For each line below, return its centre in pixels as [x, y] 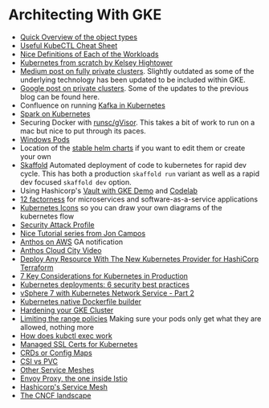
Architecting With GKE [85, 15]
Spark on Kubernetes [55, 113]
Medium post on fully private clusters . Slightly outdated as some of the [137, 71]
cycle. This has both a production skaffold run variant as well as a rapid [140, 173]
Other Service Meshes [57, 369]
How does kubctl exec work [66, 336]
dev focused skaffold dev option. [76, 182]
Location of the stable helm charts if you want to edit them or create [132, 148]
